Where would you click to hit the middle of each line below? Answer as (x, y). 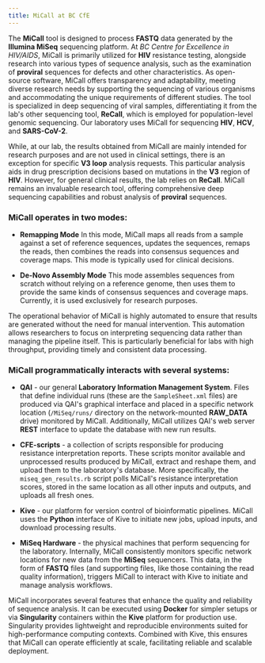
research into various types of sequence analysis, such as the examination (130, 63)
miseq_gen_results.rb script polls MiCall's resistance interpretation (129, 479)
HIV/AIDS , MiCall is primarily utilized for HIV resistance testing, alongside (127, 55)
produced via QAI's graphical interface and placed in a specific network (137, 404)
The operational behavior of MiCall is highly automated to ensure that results (133, 316)
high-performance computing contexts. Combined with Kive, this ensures (128, 634)
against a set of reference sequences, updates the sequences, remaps (135, 243)
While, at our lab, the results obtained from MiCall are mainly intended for (127, 146)
